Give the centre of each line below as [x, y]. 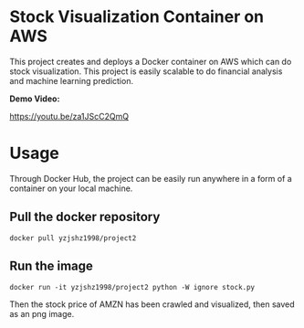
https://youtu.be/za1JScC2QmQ [69, 116]
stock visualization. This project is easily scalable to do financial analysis [146, 71]
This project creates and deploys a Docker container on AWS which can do [151, 61]
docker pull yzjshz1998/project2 [73, 238]
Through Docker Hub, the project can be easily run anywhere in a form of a [151, 178]
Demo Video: [35, 99]
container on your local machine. [71, 188]
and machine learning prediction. [72, 80]
